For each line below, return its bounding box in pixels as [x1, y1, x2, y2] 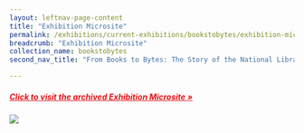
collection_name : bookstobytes [9, 47, 128, 56]
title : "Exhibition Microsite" [9, 22, 128, 31]
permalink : [9, 30, 51, 39]
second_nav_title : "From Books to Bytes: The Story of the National [9, 55, 273, 64]
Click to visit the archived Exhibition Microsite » [9, 91, 193, 102]
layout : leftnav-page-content [9, 13, 124, 23]
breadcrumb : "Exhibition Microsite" [9, 38, 147, 48]
